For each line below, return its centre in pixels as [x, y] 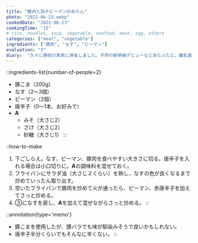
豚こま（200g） [34, 84]
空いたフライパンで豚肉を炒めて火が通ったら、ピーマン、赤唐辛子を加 [100, 188]
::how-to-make [24, 146]
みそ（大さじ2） [43, 120]
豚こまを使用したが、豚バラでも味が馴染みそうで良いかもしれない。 [97, 227]
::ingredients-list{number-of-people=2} [54, 72]
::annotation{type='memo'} [39, 214]
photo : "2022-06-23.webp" [38, 17]
